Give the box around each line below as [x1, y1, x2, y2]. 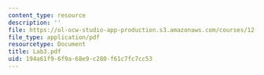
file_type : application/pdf [8, 33, 101, 41]
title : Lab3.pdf [8, 48, 61, 55]
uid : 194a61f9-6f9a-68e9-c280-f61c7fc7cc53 [8, 55, 153, 63]
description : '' [8, 19, 61, 27]
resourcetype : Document [8, 41, 86, 48]
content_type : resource [8, 11, 86, 20]
